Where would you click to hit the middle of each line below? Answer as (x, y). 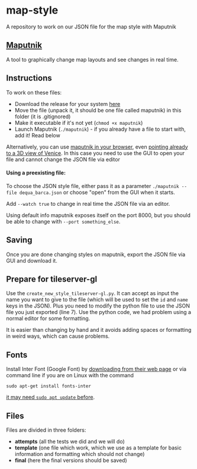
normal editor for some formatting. (48, 318)
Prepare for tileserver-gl (52, 279)
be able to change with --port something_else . (63, 221)
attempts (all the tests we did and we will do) (70, 442)
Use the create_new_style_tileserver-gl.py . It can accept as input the (93, 293)
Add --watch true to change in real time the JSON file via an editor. (88, 203)
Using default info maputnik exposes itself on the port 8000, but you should (98, 215)
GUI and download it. (32, 260)
